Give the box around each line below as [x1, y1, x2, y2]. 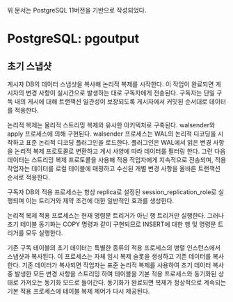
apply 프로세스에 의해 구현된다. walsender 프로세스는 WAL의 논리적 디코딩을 [7, 129, 217, 138]
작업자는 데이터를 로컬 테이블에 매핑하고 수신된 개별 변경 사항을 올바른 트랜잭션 [7, 164, 221, 173]
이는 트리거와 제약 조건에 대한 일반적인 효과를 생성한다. [25, 197, 175, 205]
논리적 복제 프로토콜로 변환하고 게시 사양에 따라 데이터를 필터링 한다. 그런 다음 [14, 147, 226, 155]
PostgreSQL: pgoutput [7, 31, 140, 47]
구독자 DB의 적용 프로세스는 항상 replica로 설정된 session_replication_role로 [7, 188, 217, 196]
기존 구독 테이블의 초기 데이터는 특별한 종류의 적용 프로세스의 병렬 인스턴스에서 [7, 244, 221, 252]
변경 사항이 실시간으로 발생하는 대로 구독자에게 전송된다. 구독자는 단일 [25, 89, 216, 97]
